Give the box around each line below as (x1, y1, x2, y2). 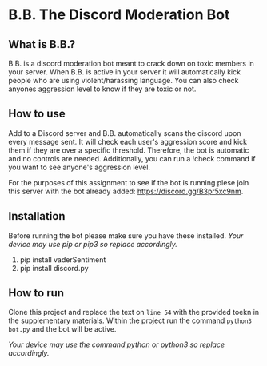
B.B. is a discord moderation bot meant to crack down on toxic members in (8, 58, 254, 68)
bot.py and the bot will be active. (8, 324, 117, 334)
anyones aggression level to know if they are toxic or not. (8, 84, 197, 93)
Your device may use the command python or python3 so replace (8, 340, 225, 349)
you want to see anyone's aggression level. (8, 162, 150, 172)
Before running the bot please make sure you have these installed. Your (8, 230, 244, 241)
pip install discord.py (19, 263, 90, 273)
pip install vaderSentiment (19, 254, 106, 265)
